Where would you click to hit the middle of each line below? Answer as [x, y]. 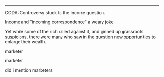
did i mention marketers [29, 70]
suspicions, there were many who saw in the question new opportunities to [81, 37]
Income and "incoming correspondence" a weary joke [59, 22]
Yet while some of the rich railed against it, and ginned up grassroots [74, 31]
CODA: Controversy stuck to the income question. [55, 12]
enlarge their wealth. [26, 42]
